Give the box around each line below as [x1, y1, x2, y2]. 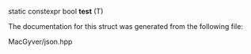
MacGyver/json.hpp [8, 37, 73, 46]
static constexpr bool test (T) [8, 7, 104, 16]
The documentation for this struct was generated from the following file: [8, 22, 244, 31]
